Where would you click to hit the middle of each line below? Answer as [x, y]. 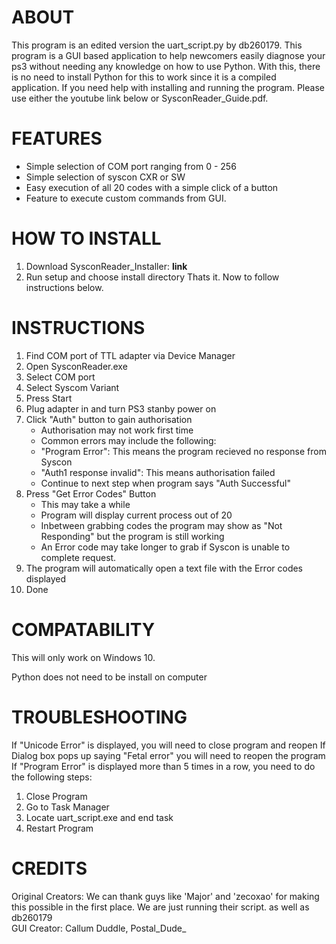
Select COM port [60, 377]
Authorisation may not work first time [117, 430]
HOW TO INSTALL [86, 238]
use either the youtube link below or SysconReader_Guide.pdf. [140, 98]
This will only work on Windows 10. [83, 657]
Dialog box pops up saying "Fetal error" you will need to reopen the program [168, 755]
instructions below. [64, 287]
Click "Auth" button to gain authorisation [109, 419]
